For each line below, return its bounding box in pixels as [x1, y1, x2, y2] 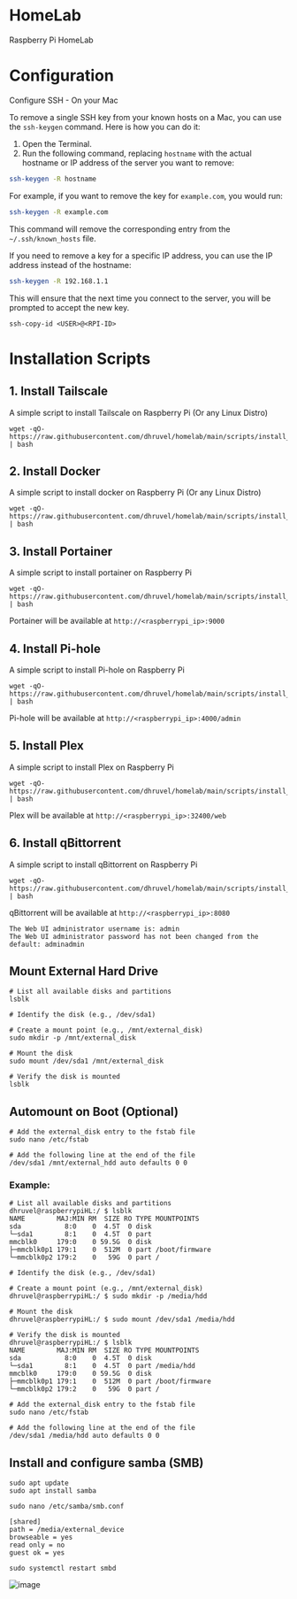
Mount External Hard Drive [9, 964, 159, 979]
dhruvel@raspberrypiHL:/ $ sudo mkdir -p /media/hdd [9, 1292, 208, 1301]
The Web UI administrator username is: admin [9, 924, 179, 934]
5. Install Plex [9, 738, 84, 753]
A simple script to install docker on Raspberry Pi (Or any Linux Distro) [9, 488, 262, 498]
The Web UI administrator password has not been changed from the [9, 932, 259, 941]
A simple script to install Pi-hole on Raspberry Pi [9, 665, 186, 675]
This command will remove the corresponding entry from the [9, 223, 232, 234]
